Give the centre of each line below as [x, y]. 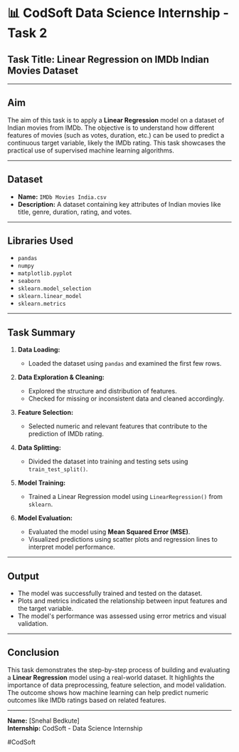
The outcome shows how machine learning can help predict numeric [108, 692]
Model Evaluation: [45, 518]
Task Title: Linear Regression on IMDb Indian [108, 60]
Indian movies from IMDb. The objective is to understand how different [111, 128]
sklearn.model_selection [54, 289]
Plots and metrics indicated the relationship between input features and [122, 601]
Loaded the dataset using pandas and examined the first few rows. [125, 364]
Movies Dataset [43, 70]
